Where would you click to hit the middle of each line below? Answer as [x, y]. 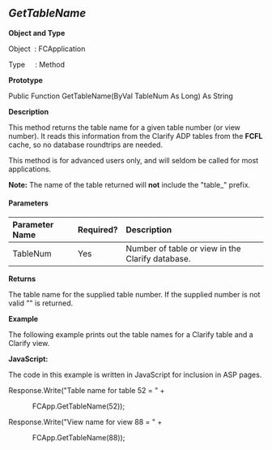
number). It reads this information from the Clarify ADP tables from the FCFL [136, 136]
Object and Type [37, 32]
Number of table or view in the [183, 249]
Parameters [28, 203]
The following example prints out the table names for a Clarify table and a [131, 335]
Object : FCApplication [47, 49]
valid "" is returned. [41, 303]
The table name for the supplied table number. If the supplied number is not [134, 295]
